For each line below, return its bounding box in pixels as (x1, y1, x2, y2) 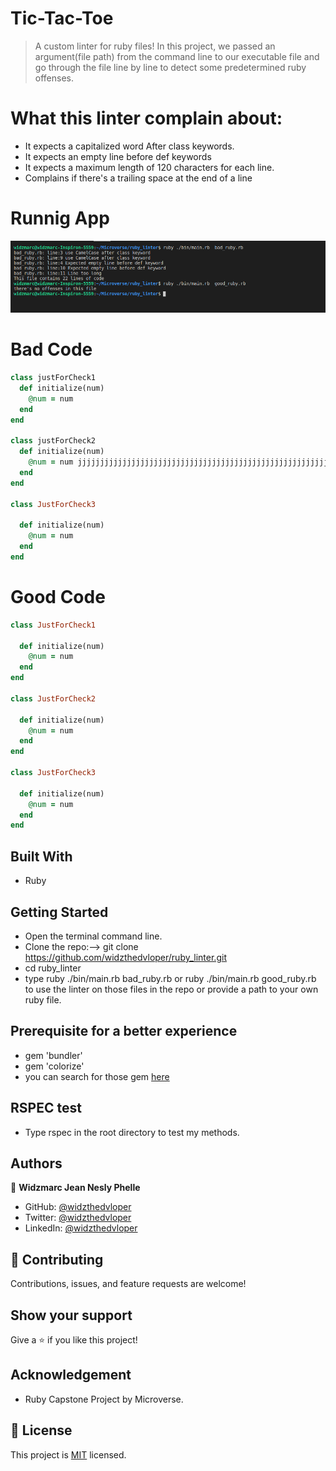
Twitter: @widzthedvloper (24, 1212, 132, 1224)
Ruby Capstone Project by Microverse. (24, 1393, 184, 1405)
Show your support (10, 1307, 133, 1324)
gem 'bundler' (24, 1049, 83, 1061)
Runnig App (10, 207, 110, 230)
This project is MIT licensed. (10, 1448, 127, 1461)
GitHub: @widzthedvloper (24, 1201, 132, 1213)
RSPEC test (10, 1100, 82, 1117)
